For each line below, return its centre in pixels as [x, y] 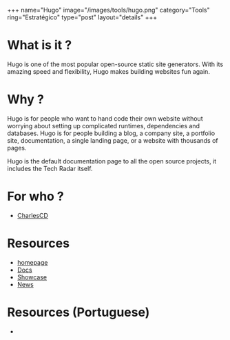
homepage [32, 262]
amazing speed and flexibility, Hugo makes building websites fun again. [108, 71]
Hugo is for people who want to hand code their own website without [105, 118]
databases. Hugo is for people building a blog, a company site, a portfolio [111, 133]
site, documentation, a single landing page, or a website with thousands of [113, 140]
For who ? [35, 197]
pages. [17, 148]
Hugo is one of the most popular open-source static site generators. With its [115, 64]
